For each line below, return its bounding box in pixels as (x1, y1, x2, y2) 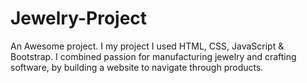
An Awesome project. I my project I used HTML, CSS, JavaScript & (10, 40, 285, 52)
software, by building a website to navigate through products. (10, 61, 264, 73)
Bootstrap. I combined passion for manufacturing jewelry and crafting (10, 50, 297, 62)
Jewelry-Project (10, 7, 148, 30)
